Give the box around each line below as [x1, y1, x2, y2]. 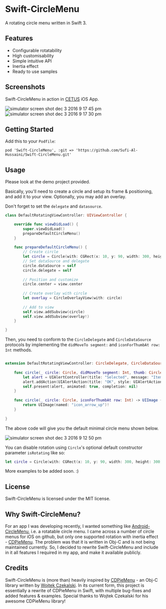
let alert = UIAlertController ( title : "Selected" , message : [23, 375, 149, 380]
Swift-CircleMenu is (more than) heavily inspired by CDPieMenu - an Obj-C [5, 577, 158, 583]
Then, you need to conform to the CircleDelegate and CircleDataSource [5, 336, 152, 342]
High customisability [12, 53, 54, 58]
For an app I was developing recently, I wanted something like [5, 523, 131, 529]
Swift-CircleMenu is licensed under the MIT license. [5, 496, 111, 501]
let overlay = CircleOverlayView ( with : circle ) [23, 296, 123, 301]
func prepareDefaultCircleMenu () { [14, 245, 87, 250]
